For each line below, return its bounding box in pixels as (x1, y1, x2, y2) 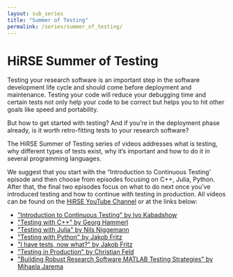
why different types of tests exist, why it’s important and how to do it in (7, 147, 211, 156)
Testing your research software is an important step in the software (7, 76, 200, 84)
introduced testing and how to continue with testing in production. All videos (7, 190, 226, 199)
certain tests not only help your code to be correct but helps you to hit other (7, 98, 225, 106)
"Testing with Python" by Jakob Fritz (17, 233, 123, 242)
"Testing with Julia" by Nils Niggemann (17, 226, 130, 234)
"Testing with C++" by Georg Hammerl (17, 218, 129, 226)
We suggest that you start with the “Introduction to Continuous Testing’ (7, 168, 211, 176)
